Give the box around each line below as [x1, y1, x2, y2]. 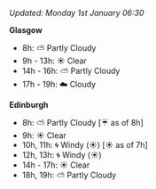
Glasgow [9, 25, 43, 35]
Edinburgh [9, 100, 49, 110]
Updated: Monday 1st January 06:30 [9, 8, 144, 18]
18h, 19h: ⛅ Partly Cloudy [21, 169, 117, 180]
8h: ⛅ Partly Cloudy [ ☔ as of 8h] [21, 118, 144, 127]
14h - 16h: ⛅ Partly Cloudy [21, 66, 121, 76]
